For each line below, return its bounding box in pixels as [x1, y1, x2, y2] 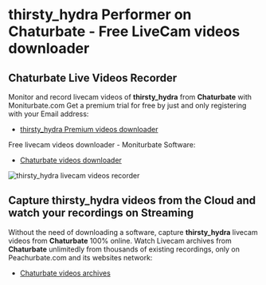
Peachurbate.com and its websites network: [8, 252, 153, 262]
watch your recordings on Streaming [8, 206, 194, 220]
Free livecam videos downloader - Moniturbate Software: [8, 140, 196, 149]
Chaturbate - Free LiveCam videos [8, 22, 241, 41]
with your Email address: [8, 109, 89, 119]
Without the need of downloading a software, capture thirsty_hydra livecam [8, 227, 258, 236]
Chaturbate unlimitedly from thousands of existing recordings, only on [8, 244, 241, 254]
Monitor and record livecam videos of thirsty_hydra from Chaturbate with [8, 92, 252, 101]
